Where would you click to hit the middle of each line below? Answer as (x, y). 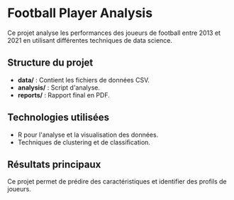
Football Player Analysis (80, 13)
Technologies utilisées (58, 118)
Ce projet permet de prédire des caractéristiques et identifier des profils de (117, 181)
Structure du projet (50, 63)
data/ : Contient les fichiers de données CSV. (84, 80)
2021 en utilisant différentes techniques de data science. (90, 40)
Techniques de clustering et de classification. (84, 142)
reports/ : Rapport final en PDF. (63, 95)
